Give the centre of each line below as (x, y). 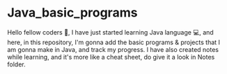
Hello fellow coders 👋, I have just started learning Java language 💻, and (110, 32)
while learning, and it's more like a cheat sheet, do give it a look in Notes (111, 57)
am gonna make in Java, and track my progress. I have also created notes (113, 49)
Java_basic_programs (72, 13)
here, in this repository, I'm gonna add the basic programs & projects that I (114, 42)
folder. (16, 64)
